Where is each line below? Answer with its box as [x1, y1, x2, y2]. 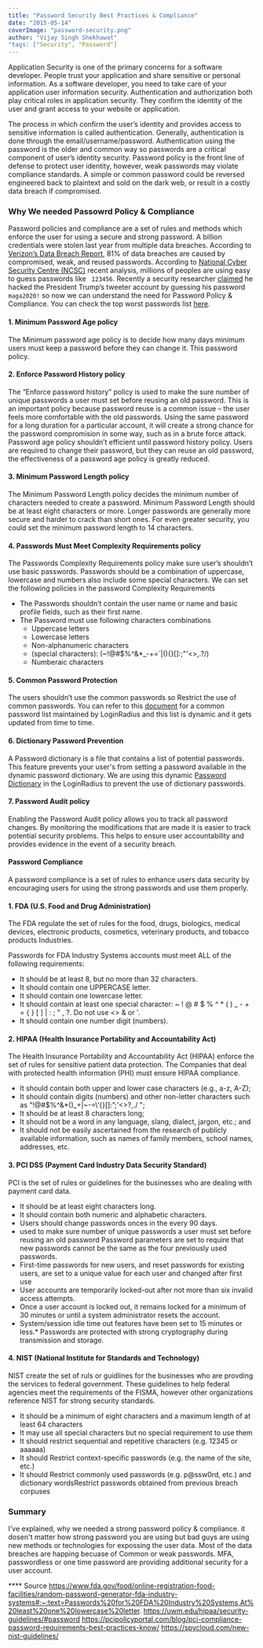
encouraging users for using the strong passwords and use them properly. [8, 883, 249, 893]
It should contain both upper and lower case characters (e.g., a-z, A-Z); [19, 1083, 251, 1093]
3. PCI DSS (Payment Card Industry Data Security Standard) [8, 1161, 207, 1170]
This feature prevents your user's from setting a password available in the [8, 761, 247, 772]
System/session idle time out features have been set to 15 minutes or [19, 1318, 243, 1328]
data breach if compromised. [8, 187, 102, 196]
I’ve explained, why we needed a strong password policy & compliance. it [8, 1524, 246, 1534]
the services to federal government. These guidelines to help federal [8, 1379, 230, 1388]
